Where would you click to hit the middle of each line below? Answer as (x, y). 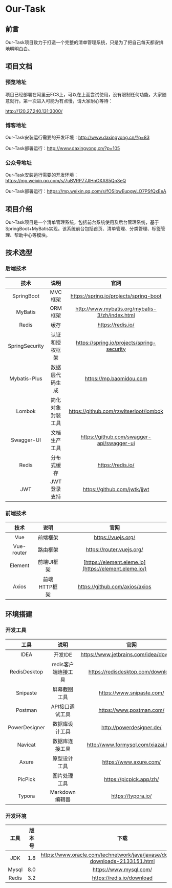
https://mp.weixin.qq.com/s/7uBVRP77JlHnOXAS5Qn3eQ (66, 181)
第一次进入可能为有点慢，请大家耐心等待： (68, 101)
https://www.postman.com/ (132, 710)
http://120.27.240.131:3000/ (34, 111)
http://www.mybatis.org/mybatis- (116, 309)
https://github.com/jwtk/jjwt (116, 489)
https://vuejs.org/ (115, 537)
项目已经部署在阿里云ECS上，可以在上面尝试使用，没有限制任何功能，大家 (84, 94)
